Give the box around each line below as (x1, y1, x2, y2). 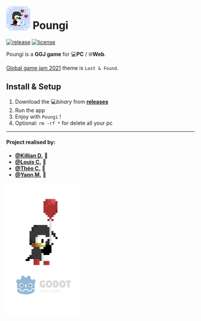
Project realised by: (6, 138, 56, 146)
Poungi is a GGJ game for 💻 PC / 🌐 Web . (6, 50, 106, 57)
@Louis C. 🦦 (14, 158, 47, 165)
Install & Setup (6, 81, 62, 92)
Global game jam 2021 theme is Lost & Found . (6, 64, 118, 71)
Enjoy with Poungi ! (14, 113, 62, 120)
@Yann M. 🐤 (14, 171, 47, 178)
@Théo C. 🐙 (14, 165, 46, 172)
